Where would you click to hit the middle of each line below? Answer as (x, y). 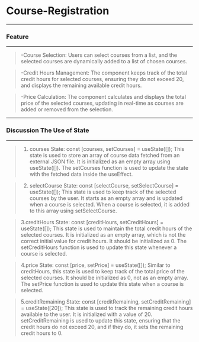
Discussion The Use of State (48, 130)
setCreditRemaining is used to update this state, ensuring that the (100, 320)
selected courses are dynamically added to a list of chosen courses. (104, 62)
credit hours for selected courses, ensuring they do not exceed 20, (102, 79)
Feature (17, 37)
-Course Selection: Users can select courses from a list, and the (99, 55)
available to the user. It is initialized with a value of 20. (86, 314)
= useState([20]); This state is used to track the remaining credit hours (107, 308)
